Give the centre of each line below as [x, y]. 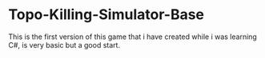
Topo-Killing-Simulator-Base [106, 15]
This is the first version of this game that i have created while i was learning [133, 37]
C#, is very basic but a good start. [64, 44]
